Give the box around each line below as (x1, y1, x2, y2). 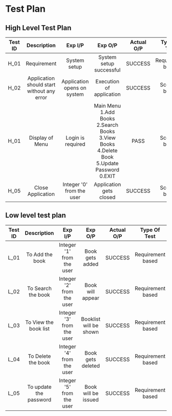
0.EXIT (99, 172, 116, 180)
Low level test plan (5, 211, 67, 220)
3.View (99, 134, 116, 141)
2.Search (96, 121, 119, 128)
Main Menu (94, 102, 121, 109)
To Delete (28, 353, 51, 360)
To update (27, 383, 52, 390)
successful (94, 67, 121, 73)
